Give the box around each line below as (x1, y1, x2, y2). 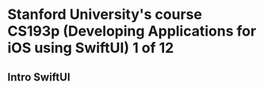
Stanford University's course (7, 6, 203, 24)
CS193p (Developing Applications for (7, 22, 257, 40)
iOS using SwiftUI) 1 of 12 (7, 39, 174, 57)
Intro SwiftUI (7, 70, 71, 83)
